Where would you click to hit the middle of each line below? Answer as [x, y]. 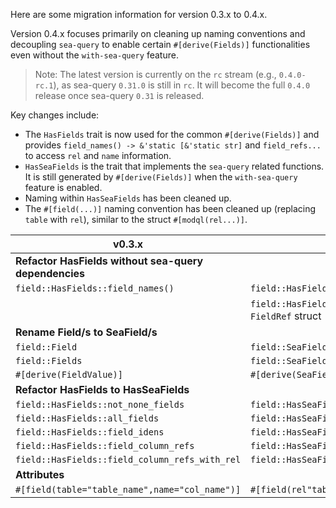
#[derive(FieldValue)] [69, 374]
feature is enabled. [63, 187]
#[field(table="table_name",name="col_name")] [128, 489]
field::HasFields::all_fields [87, 418]
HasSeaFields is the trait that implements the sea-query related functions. [174, 166]
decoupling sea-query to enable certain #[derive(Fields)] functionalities [160, 44]
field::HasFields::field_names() [95, 288]
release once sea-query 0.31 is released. [119, 95]
